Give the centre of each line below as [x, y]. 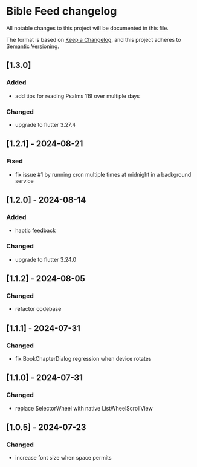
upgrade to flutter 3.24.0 [46, 259]
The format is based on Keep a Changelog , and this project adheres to [94, 39]
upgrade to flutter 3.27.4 [45, 124]
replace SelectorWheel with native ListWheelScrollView [84, 408]
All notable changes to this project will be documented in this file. [88, 28]
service [24, 181]
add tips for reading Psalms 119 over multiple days [77, 96]
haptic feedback [35, 230]
